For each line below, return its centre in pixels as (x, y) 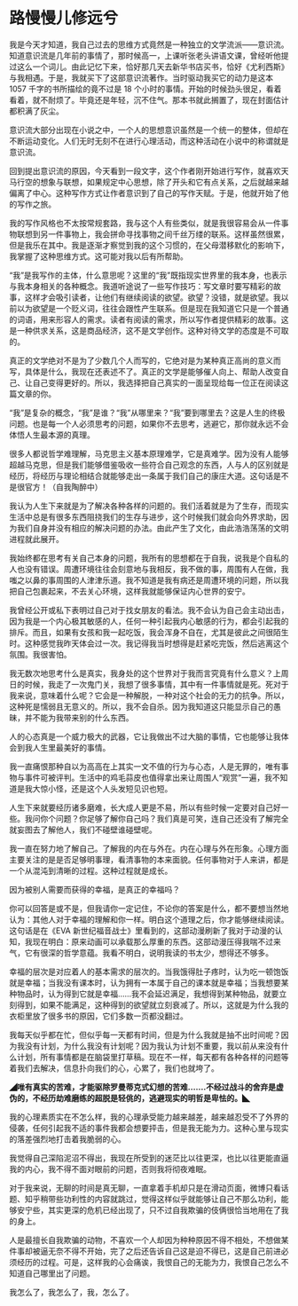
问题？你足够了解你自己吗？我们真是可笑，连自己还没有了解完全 (172, 818)
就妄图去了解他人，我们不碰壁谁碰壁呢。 (83, 830)
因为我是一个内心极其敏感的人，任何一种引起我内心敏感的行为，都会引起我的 (149, 621)
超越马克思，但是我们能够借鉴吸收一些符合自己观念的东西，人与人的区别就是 (149, 464)
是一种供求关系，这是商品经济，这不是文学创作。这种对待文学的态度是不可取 (149, 330)
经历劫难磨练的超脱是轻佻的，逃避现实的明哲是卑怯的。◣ (145, 1098)
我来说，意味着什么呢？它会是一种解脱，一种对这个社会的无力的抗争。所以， (149, 695)
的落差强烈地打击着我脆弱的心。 (67, 1139)
